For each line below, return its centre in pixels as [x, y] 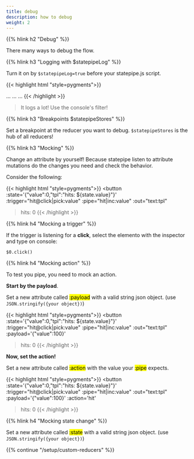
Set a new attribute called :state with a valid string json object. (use [87, 433]
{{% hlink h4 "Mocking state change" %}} [57, 421]
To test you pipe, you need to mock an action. [61, 275]
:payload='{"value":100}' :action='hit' [51, 398]
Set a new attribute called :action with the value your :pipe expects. [88, 368]
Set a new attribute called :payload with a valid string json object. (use [91, 297]
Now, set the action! [31, 357]
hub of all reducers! [30, 137]
